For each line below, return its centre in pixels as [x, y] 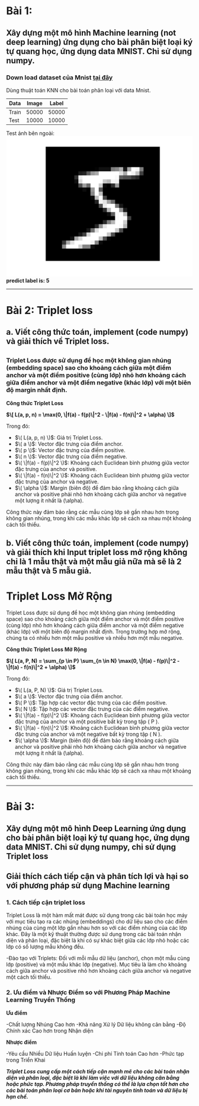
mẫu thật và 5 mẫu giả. [49, 571]
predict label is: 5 [28, 281]
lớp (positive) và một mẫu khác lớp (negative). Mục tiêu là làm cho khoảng [97, 964]
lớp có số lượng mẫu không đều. [45, 947]
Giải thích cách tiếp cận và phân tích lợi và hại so [97, 876]
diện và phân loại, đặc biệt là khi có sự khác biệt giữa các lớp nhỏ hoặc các [98, 941]
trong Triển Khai [26, 1060]
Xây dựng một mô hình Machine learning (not [91, 33]
